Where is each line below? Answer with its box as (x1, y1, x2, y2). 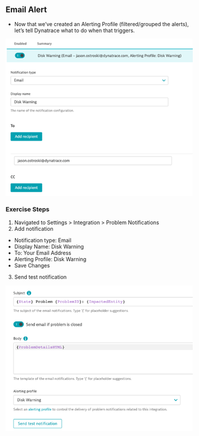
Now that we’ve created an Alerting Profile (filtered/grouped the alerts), (14, 20, 189, 27)
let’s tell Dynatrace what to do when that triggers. (14, 27, 135, 34)
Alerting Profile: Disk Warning (14, 255, 87, 263)
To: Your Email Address (14, 249, 72, 256)
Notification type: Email (14, 237, 72, 244)
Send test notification (14, 273, 67, 281)
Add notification (14, 225, 54, 232)
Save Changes (14, 262, 50, 269)
